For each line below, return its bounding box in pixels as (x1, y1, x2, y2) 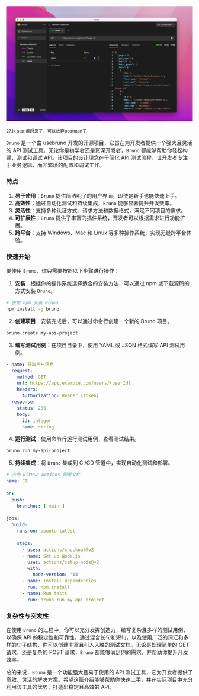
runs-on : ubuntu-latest (17, 528, 76, 534)
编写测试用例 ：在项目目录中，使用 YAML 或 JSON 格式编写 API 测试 (14, 341, 180, 349)
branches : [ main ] (17, 503, 65, 509)
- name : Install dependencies (21, 578, 97, 584)
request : (11, 368, 33, 373)
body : (17, 411, 31, 417)
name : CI (6, 478, 28, 484)
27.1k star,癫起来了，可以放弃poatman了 (6, 128, 87, 134)
